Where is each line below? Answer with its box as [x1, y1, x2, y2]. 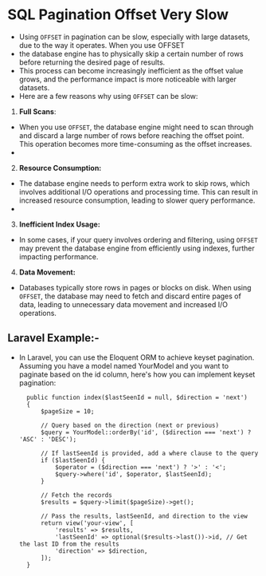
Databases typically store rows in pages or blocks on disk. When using [18, 282, 252, 292]
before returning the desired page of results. [18, 57, 166, 67]
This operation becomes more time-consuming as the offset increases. [18, 139, 252, 148]
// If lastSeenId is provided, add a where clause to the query [40, 449, 259, 457]
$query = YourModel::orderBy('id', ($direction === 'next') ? [40, 428, 252, 436]
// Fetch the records [40, 491, 112, 499]
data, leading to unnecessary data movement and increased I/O [18, 299, 229, 309]
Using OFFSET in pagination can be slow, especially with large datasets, [18, 32, 250, 41]
